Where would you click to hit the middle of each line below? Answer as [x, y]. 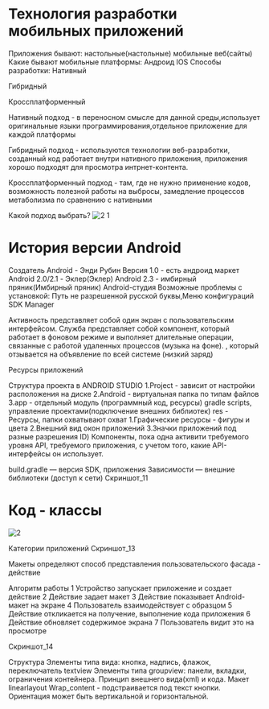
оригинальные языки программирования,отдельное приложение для [128, 126]
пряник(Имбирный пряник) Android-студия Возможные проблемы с [125, 287]
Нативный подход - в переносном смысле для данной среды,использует [134, 117]
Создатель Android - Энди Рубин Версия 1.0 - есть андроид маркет [124, 270]
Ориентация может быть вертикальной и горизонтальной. [108, 696]
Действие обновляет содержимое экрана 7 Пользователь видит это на [131, 622]
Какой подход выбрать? [49, 215]
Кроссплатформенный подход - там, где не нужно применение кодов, [130, 183]
